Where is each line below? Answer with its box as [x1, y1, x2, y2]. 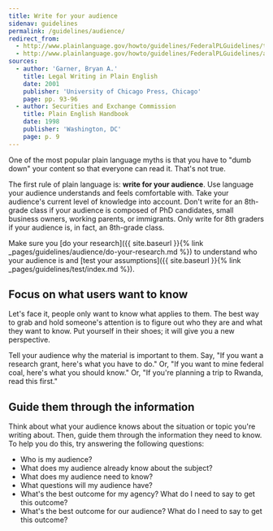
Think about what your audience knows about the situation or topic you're [8, 421, 256, 431]
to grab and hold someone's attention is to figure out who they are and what [8, 317, 263, 327]
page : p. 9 [23, 132, 60, 140]
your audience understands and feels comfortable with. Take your [8, 188, 229, 197]
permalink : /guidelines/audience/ [8, 27, 126, 35]
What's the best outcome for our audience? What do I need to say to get [19, 507, 262, 516]
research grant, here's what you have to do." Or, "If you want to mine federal [8, 359, 264, 369]
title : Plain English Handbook [23, 110, 129, 119]
